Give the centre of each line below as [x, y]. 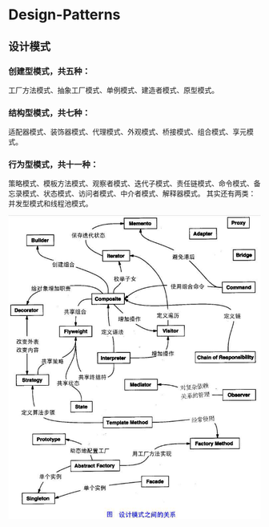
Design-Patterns [64, 15]
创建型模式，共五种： [49, 71]
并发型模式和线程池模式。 [50, 204]
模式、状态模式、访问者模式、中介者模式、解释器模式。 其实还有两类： [139, 193]
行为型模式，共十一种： [53, 164]
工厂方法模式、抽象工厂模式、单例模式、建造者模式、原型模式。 [113, 90]
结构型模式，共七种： [49, 112]
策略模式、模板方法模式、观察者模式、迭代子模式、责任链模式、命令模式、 [131, 184]
